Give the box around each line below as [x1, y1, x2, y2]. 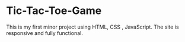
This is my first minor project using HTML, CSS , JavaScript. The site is [6, 23, 179, 30]
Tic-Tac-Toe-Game [6, 4, 102, 17]
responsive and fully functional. [6, 29, 83, 36]
